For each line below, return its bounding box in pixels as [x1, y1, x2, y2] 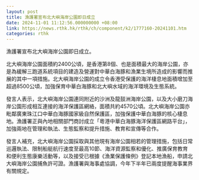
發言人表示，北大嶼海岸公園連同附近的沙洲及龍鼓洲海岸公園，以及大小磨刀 [6, 96, 188, 103]
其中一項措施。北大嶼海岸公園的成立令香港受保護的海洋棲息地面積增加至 [16, 75, 193, 83]
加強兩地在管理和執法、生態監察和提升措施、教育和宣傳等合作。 [6, 125, 162, 132]
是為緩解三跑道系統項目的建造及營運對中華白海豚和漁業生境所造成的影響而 [6, 68, 188, 75]
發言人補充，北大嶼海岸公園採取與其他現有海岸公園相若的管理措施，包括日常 [6, 138, 193, 145]
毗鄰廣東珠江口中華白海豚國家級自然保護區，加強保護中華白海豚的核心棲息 [6, 110, 188, 118]
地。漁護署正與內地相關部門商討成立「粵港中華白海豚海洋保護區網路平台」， [6, 118, 191, 125]
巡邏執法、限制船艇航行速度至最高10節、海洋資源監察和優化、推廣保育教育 [6, 145, 188, 152]
